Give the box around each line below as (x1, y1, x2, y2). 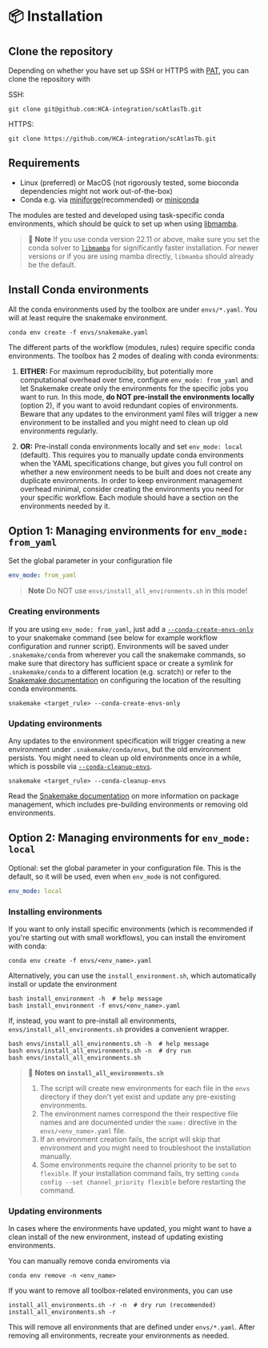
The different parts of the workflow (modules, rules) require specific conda (8, 342, 255, 352)
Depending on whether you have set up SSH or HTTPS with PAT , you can (8, 66, 250, 75)
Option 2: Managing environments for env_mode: (8, 831, 250, 845)
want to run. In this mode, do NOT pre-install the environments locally (19, 392, 254, 401)
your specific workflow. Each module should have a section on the (19, 493, 239, 502)
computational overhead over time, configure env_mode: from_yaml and (19, 375, 254, 384)
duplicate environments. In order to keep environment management (19, 475, 242, 485)
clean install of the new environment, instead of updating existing (8, 1232, 224, 1242)
